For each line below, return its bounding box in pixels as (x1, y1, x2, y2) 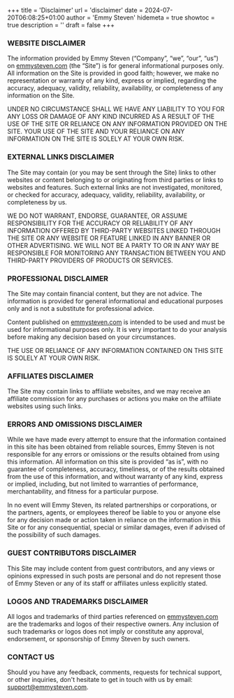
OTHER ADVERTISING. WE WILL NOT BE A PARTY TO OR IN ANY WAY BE (7, 241, 220, 249)
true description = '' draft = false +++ (7, 21, 115, 29)
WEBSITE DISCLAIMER (7, 38, 86, 48)
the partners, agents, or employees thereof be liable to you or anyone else (7, 508, 221, 517)
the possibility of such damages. (7, 531, 101, 539)
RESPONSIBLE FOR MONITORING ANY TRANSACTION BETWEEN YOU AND (7, 249, 226, 257)
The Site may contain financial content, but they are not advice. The (7, 289, 203, 298)
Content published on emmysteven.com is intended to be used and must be (7, 318, 226, 326)
